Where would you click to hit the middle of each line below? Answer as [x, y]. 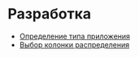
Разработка [50, 14]
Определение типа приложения [75, 36]
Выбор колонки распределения [74, 44]
